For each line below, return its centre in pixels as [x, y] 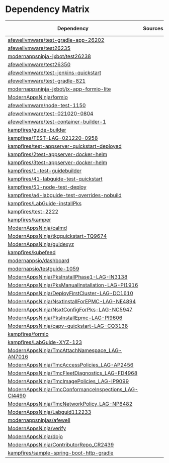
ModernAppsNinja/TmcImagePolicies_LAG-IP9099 [68, 381]
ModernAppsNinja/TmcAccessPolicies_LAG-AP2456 [71, 364]
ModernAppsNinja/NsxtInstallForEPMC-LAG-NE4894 [72, 301]
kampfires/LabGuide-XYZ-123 [45, 342]
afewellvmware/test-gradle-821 [47, 80]
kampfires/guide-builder [37, 130]
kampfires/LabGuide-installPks [45, 203]
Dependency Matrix [47, 9]
